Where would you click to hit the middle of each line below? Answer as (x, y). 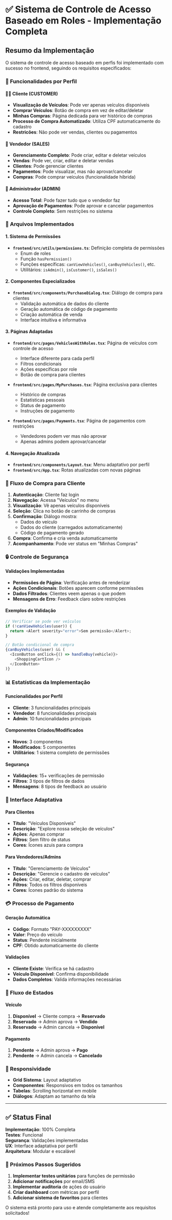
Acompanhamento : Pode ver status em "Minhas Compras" (75, 543)
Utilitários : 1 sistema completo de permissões (61, 752)
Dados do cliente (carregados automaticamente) (71, 527)
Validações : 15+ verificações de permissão (58, 776)
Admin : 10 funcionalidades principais (52, 718)
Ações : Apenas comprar (39, 834)
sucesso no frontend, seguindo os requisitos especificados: (68, 68)
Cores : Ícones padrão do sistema (48, 890)
